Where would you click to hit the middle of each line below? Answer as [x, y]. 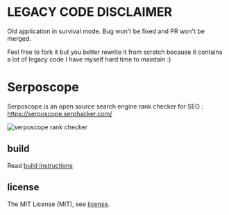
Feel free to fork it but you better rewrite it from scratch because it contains [115, 52]
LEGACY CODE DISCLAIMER [90, 12]
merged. [19, 38]
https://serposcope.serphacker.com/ [60, 113]
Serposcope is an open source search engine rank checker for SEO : [105, 106]
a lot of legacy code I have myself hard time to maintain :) [89, 59]
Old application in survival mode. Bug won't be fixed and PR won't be [106, 31]
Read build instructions [40, 165]
